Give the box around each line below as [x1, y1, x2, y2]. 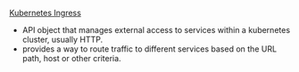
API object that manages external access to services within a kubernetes [21, 25, 291, 35]
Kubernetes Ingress [9, 8, 82, 18]
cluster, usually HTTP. [21, 35, 104, 44]
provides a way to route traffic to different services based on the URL [21, 44, 278, 54]
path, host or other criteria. [21, 53, 122, 63]
